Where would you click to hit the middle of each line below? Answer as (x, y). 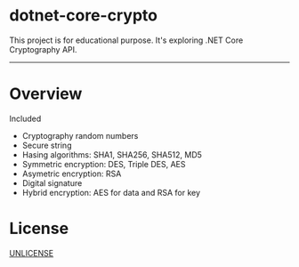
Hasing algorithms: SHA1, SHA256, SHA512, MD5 (112, 154)
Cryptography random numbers (80, 135)
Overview (46, 94)
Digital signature (52, 182)
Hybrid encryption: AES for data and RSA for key (111, 192)
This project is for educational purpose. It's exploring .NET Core (126, 40)
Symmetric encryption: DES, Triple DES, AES (104, 164)
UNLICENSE (32, 253)
